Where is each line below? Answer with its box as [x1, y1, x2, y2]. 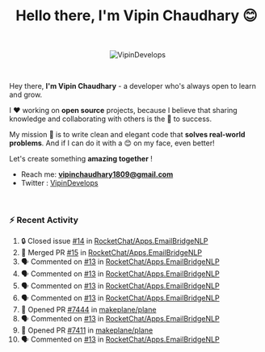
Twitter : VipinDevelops [20, 178, 99, 187]
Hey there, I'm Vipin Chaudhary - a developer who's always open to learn [9, 81, 257, 90]
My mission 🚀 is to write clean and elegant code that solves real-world [9, 129, 246, 139]
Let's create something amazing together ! [9, 153, 153, 163]
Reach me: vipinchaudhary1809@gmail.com [20, 169, 174, 179]
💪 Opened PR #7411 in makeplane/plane [20, 325, 154, 335]
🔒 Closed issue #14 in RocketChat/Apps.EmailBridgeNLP [20, 236, 208, 245]
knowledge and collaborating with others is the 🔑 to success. [9, 114, 212, 124]
